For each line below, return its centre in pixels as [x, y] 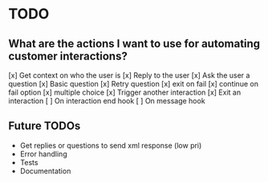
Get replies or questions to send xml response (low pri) [111, 145]
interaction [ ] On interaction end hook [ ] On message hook [107, 101]
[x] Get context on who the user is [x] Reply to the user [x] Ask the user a [129, 75]
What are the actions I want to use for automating [134, 44]
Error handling [43, 154]
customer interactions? [68, 56]
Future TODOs [45, 126]
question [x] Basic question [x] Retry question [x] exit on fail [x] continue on [134, 84]
